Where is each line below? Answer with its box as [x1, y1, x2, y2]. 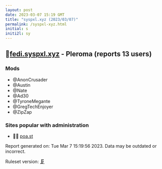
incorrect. [5, 148, 26, 154]
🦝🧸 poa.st [12, 133, 34, 139]
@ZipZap [12, 109, 32, 115]
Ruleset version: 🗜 [5, 158, 45, 164]
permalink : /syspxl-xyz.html [5, 21, 67, 27]
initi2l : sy [5, 31, 30, 36]
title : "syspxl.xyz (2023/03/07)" [5, 17, 79, 22]
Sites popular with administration [5, 121, 89, 128]
